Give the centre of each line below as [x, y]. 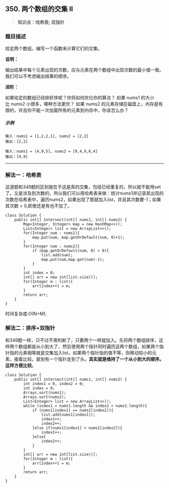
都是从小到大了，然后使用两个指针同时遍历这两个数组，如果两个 [93, 346]
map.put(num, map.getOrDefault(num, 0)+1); [78, 238]
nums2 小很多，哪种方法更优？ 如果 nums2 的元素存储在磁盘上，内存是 [85, 104]
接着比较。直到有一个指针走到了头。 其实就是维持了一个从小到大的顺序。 [89, 359]
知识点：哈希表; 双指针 [41, 22]
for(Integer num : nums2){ [52, 246]
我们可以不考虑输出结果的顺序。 [38, 76]
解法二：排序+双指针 [30, 328]
